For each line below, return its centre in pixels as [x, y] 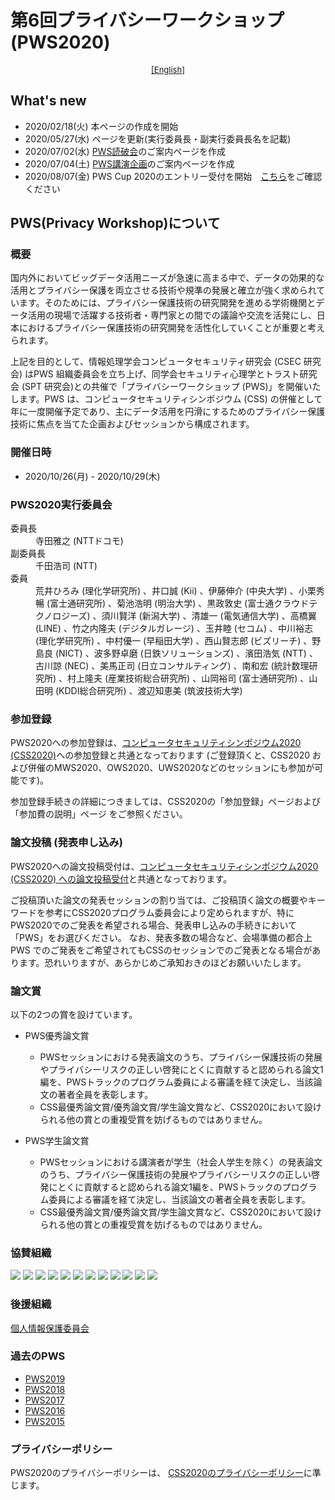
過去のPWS [38, 1356]
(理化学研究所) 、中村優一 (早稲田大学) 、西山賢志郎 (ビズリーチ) [168, 641]
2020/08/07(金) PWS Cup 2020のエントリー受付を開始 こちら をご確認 [173, 176]
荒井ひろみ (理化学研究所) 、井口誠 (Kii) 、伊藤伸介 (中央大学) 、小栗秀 [180, 591]
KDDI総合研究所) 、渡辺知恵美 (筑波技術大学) [150, 691]
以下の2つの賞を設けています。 [74, 1014]
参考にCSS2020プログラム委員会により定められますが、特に [169, 912]
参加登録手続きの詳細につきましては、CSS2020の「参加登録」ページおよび [165, 802]
